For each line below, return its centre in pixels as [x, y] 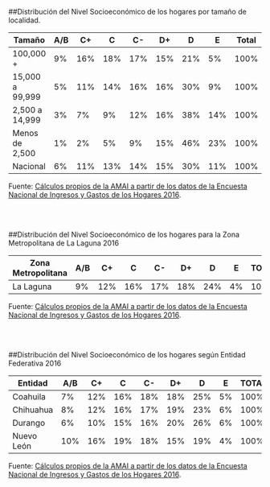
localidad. [25, 20]
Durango [29, 423]
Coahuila [29, 396]
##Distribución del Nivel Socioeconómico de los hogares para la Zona [124, 234]
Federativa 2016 [35, 363]
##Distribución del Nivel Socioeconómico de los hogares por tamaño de [127, 12]
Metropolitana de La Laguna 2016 [63, 243]
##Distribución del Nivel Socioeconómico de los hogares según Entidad [127, 355]
